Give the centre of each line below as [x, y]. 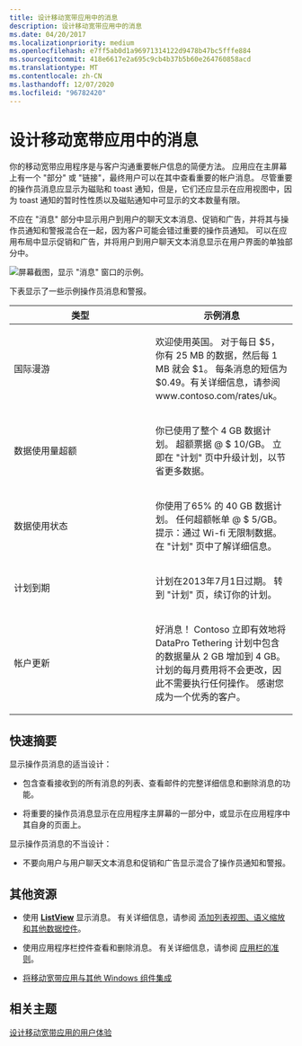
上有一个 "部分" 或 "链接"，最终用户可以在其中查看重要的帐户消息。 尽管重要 [151, 178]
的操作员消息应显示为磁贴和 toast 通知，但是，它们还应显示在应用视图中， [147, 189]
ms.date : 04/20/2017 [48, 34]
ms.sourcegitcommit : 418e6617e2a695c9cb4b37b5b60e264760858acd [130, 59]
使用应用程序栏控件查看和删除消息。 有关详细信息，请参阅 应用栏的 [147, 948]
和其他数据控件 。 [54, 929]
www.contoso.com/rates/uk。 [219, 396]
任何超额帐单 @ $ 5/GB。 [229, 519]
